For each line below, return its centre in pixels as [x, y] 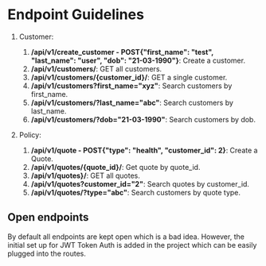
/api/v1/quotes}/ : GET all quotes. [86, 175]
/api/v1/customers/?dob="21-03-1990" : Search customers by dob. [143, 119]
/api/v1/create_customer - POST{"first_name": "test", [122, 52]
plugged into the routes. [47, 253]
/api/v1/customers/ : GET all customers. [96, 68]
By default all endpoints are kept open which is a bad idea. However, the [126, 237]
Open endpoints [48, 217]
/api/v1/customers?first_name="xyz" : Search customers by [131, 86]
